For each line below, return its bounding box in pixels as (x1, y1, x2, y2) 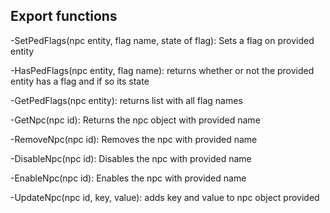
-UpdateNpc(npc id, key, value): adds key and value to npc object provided (10, 191, 320, 203)
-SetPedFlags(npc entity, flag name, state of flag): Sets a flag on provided (10, 34, 315, 46)
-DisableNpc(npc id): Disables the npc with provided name (10, 152, 252, 164)
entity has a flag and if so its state (10, 75, 150, 87)
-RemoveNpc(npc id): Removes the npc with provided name (10, 133, 258, 145)
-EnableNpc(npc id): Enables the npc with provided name (10, 172, 247, 184)
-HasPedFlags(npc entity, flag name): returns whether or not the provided (10, 64, 315, 76)
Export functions (10, 8, 118, 25)
